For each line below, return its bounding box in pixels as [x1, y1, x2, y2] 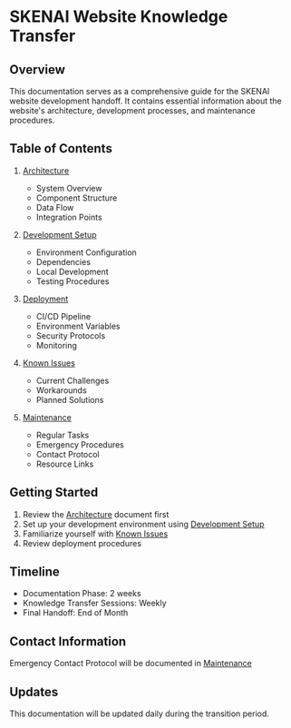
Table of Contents [9, 141, 113, 156]
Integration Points [35, 212, 102, 222]
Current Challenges [35, 375, 110, 386]
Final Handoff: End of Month [22, 607, 129, 618]
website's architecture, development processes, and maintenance [9, 105, 256, 115]
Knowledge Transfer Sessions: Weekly [22, 597, 167, 609]
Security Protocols [35, 330, 106, 341]
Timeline [9, 565, 61, 580]
